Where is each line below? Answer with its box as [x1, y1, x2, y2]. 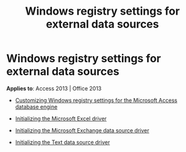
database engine [15, 103, 58, 110]
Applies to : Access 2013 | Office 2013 [6, 84, 102, 92]
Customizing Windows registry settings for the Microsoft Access [15, 96, 178, 104]
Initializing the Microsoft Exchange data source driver [15, 126, 149, 134]
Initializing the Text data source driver [15, 139, 110, 146]
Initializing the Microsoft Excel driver [15, 115, 107, 122]
